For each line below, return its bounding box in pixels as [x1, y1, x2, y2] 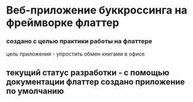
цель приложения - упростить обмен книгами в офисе [6, 51, 145, 58]
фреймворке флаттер [6, 16, 119, 29]
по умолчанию [6, 86, 64, 96]
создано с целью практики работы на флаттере [6, 37, 153, 45]
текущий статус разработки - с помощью [6, 67, 170, 77]
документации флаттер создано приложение [6, 77, 185, 87]
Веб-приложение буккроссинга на [6, 4, 188, 17]
